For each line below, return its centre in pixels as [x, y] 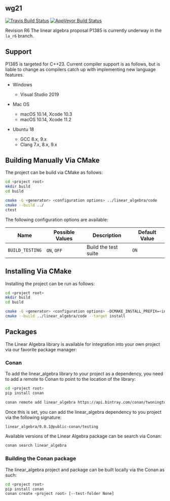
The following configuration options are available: [57, 220]
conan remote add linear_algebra [40, 402]
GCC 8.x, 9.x [33, 139]
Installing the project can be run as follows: [50, 283]
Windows [22, 84]
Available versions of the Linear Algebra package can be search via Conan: [83, 436]
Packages [21, 332]
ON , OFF [54, 250]
